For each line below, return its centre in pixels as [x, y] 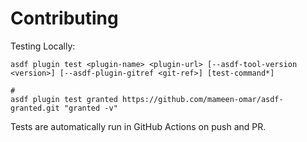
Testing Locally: [43, 46]
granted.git [35, 108]
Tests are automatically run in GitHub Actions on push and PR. [138, 126]
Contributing [64, 18]
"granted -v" [90, 108]
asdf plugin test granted [64, 99]
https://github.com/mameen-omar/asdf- [202, 99]
